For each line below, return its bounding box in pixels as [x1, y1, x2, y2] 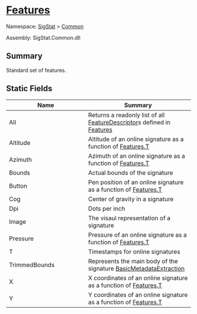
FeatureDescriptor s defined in [88, 118, 171, 126]
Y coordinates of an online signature [88, 291, 188, 299]
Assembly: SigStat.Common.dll [6, 34, 81, 41]
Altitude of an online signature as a [88, 135, 184, 143]
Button [9, 182, 28, 190]
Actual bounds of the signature [88, 168, 174, 177]
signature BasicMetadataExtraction [88, 264, 185, 272]
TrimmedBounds [9, 261, 55, 269]
